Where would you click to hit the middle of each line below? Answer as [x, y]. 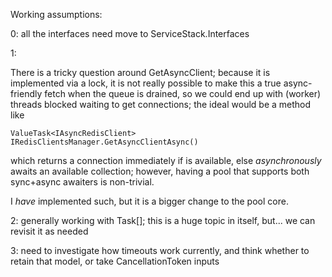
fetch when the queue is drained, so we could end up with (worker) [183, 93]
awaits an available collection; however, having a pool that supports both [160, 171]
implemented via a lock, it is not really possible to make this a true [146, 83]
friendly [26, 93]
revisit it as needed [49, 231]
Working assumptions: [56, 14]
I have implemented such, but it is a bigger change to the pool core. [149, 201]
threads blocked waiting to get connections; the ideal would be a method [161, 104]
